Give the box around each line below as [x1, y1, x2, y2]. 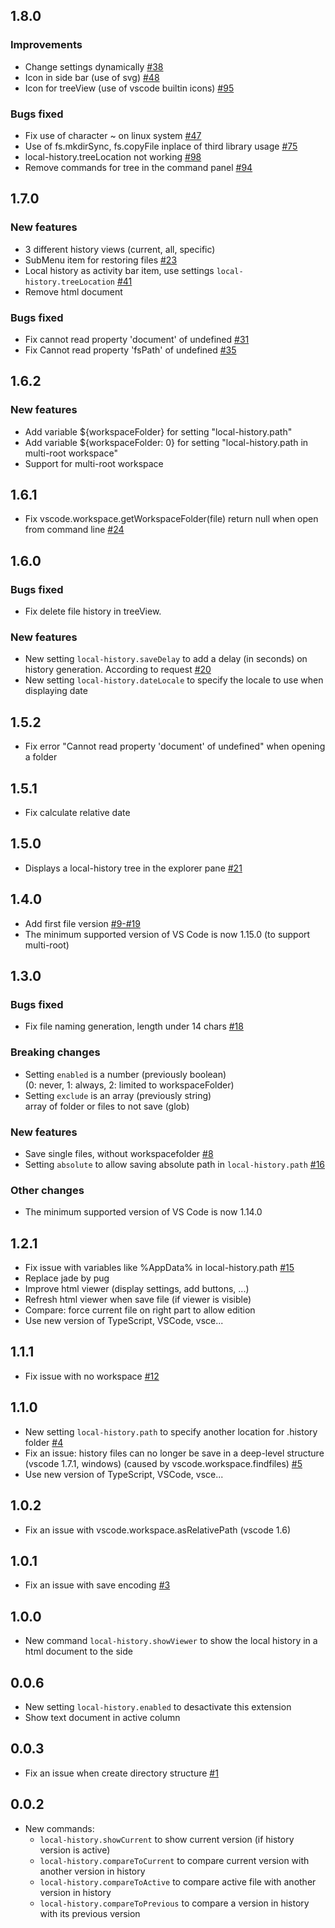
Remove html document [24, 285, 123, 298]
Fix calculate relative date [24, 807, 131, 819]
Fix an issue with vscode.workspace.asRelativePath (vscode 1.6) [24, 1524, 292, 1536]
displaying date [24, 685, 88, 697]
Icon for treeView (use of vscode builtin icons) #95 [24, 82, 235, 94]
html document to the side [24, 1645, 133, 1658]
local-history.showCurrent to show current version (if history [39, 1833, 295, 1845]
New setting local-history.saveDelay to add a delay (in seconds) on [24, 653, 308, 665]
